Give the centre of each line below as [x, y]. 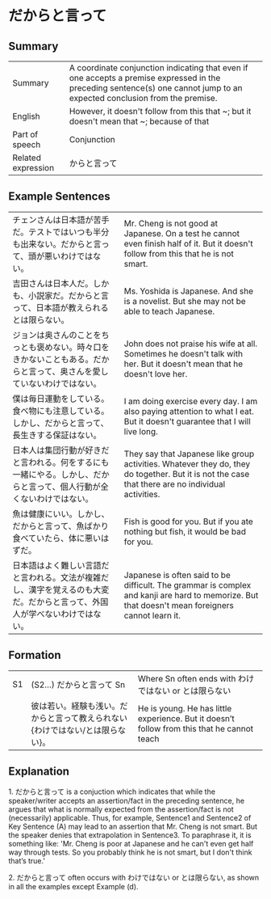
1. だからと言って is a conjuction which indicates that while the [112, 791]
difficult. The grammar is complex [188, 585]
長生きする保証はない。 [57, 435]
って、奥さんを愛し [73, 371]
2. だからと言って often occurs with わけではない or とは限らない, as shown [134, 878]
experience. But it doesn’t [186, 718]
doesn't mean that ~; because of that [139, 121]
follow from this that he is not [179, 253]
